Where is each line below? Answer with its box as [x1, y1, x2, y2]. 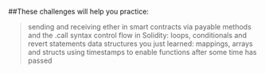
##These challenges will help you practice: [8, 7, 150, 16]
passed [27, 56, 53, 65]
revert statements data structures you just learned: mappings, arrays [27, 39, 253, 48]
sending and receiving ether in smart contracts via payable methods [27, 22, 252, 31]
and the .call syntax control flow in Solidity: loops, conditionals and [27, 31, 247, 40]
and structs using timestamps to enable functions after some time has [27, 48, 257, 56]
